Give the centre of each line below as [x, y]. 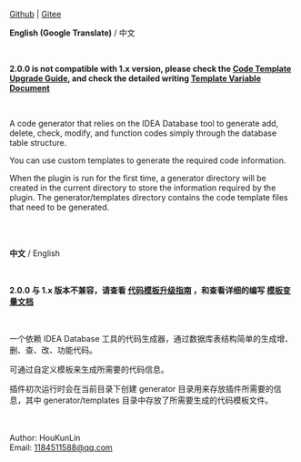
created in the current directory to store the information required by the [143, 188]
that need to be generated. [60, 207]
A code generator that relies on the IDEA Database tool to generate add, [144, 123]
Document [30, 88]
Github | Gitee [35, 14]
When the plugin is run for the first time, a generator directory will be [138, 178]
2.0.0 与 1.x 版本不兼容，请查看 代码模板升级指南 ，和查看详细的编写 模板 [146, 290]
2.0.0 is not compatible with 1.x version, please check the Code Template [150, 69]
